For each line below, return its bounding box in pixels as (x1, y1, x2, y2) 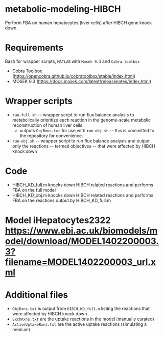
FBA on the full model (12, 187, 56, 193)
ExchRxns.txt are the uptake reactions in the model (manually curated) (12, 316, 154, 322)
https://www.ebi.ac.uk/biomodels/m (5, 225, 158, 236)
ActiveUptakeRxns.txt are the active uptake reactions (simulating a (12, 321, 147, 327)
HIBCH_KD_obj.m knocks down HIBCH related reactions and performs (12, 192, 154, 198)
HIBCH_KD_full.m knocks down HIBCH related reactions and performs (12, 182, 153, 188)
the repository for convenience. (19, 133, 83, 139)
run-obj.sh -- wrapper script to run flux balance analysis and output (12, 138, 150, 143)
